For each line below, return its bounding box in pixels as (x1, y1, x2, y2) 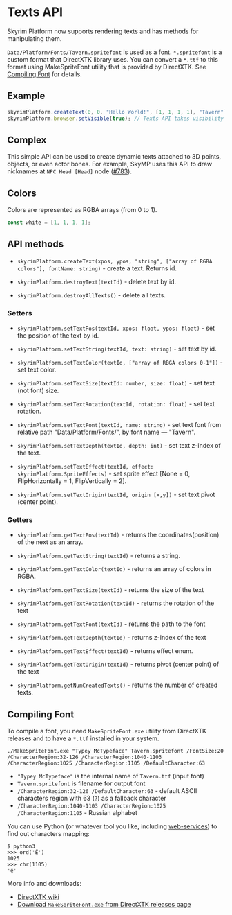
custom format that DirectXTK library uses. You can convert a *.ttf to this (7, 55, 219, 63)
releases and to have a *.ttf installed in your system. (7, 734, 159, 742)
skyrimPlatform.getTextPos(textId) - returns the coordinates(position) (17, 531, 220, 539)
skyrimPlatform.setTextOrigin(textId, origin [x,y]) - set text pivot (17, 490, 215, 499)
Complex (7, 134, 47, 146)
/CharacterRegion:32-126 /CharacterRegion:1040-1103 (7, 753, 162, 761)
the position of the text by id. (17, 331, 99, 340)
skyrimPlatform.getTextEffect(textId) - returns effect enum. (17, 647, 193, 655)
